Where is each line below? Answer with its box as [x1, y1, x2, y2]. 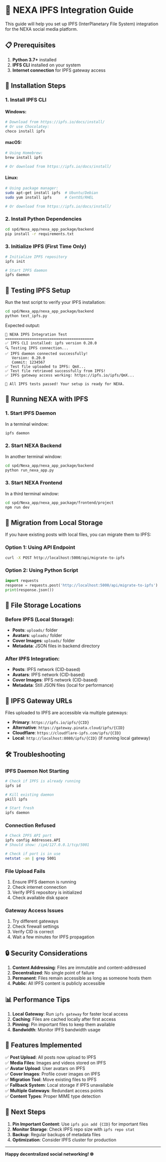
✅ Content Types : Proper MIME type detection [5, 1093, 101, 1099]
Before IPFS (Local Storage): [5, 616, 75, 623]
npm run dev [5, 505, 30, 510]
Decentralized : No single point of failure [12, 970, 95, 976]
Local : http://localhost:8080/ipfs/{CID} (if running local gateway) [12, 735, 151, 741]
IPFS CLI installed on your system [12, 62, 81, 68]
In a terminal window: [5, 421, 49, 427]
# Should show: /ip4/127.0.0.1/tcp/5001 [5, 842, 90, 848]
